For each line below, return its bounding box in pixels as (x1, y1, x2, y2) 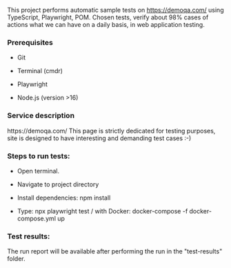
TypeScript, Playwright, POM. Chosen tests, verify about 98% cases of (7, 13, 209, 21)
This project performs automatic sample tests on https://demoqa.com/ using (7, 6, 224, 14)
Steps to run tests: (7, 151, 70, 161)
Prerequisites (7, 37, 53, 47)
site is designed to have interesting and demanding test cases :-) (7, 134, 192, 142)
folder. (7, 255, 26, 263)
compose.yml (17, 214, 57, 222)
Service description (7, 111, 74, 120)
